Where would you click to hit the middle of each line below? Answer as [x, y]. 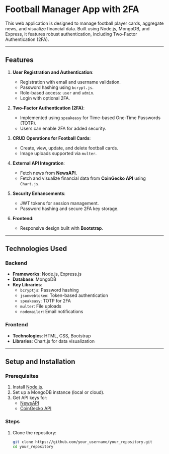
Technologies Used [36, 249]
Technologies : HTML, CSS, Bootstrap [52, 336]
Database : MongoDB [34, 279]
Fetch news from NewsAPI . [48, 173]
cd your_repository [33, 446]
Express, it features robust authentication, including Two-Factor [71, 34]
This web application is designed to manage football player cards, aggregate [85, 23]
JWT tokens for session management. [59, 203]
